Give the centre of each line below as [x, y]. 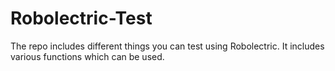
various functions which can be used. [87, 56]
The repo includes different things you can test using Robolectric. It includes [167, 46]
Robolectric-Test [81, 18]
